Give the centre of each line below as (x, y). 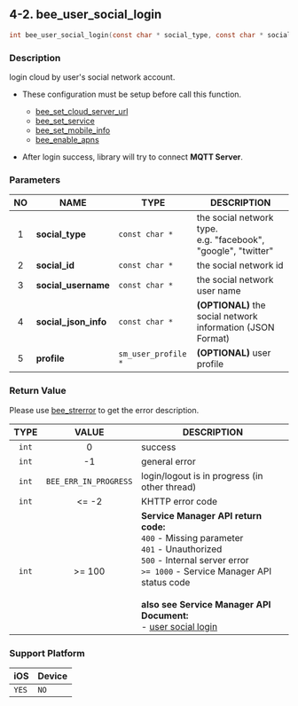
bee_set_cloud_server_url (82, 111)
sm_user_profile (153, 354)
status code (166, 582)
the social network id (240, 265)
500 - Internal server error (196, 560)
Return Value (38, 391)
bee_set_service (65, 121)
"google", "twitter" (235, 251)
